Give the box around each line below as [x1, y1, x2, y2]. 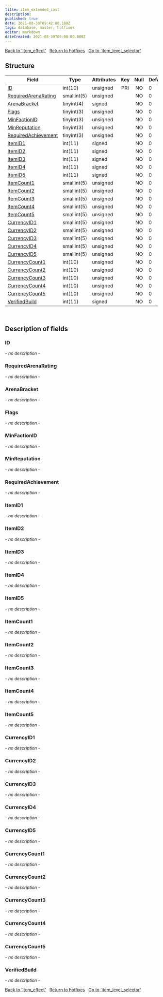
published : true [5, 16, 38, 21]
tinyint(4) [62, 100, 84, 107]
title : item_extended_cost [5, 7, 60, 12]
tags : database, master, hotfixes [5, 25, 75, 30]
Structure [5, 62, 35, 70]
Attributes [92, 76, 116, 83]
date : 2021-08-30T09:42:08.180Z [5, 20, 70, 26]
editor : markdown [5, 30, 40, 35]
